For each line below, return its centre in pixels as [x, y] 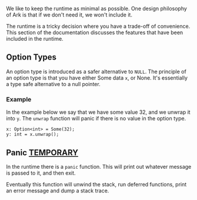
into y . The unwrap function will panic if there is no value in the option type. [96, 119]
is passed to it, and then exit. [41, 173]
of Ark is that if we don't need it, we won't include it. [69, 15]
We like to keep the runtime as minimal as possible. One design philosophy [96, 9]
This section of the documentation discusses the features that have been [95, 32]
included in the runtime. [35, 39]
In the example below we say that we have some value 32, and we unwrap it [98, 112]
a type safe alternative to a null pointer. [54, 84]
